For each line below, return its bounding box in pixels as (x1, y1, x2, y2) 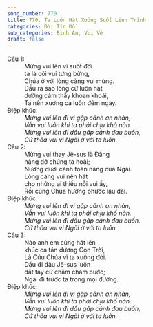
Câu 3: (7, 231, 26, 239)
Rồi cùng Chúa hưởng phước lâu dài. (24, 187, 127, 196)
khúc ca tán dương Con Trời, (24, 246, 105, 254)
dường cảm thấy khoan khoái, (24, 91, 109, 100)
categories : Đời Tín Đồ (7, 23, 76, 30)
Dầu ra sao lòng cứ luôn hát (24, 84, 103, 93)
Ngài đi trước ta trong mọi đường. (24, 275, 119, 283)
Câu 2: (7, 143, 26, 151)
